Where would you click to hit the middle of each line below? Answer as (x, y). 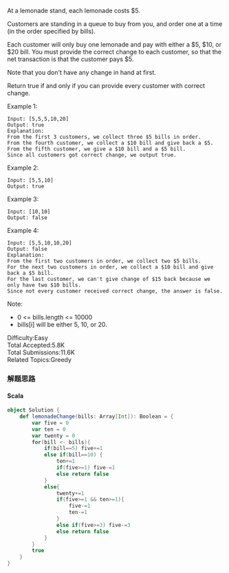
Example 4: (23, 231)
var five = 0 (51, 423)
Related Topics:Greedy (40, 360)
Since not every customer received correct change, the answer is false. (115, 291)
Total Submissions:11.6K (41, 352)
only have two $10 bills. (44, 285)
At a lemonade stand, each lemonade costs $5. (74, 11)
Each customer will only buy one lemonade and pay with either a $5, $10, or (115, 44)
